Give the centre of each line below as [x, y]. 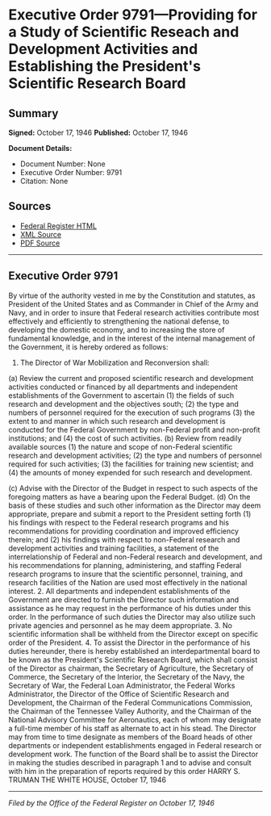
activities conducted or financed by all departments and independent [123, 387]
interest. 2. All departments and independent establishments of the [119, 591]
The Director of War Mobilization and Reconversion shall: [115, 362]
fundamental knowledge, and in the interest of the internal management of [132, 338]
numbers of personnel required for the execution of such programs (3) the [132, 412]
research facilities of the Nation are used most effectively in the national [128, 582]
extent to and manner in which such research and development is [117, 421]
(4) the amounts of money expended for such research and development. [130, 472]
